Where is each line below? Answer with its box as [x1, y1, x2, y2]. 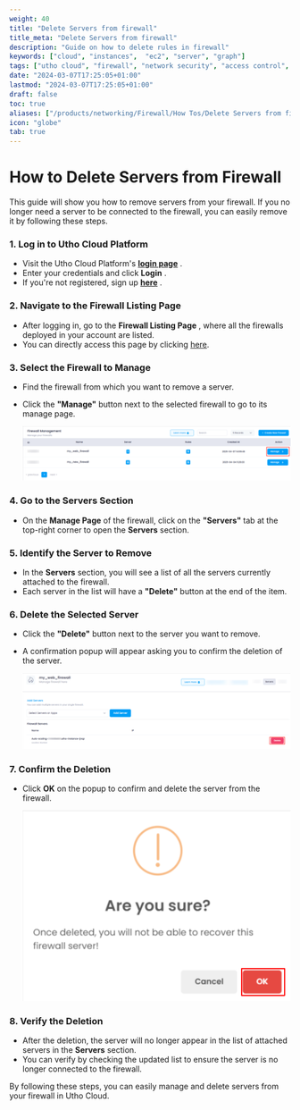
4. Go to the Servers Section [9, 494, 134, 507]
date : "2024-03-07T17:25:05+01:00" [9, 71, 142, 80]
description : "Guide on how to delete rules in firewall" [9, 43, 229, 52]
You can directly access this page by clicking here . [21, 339, 210, 349]
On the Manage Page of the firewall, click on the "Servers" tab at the [21, 515, 279, 526]
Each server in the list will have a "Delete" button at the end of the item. [21, 586, 287, 597]
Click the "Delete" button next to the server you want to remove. [21, 628, 261, 639]
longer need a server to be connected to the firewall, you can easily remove [9, 206, 287, 217]
